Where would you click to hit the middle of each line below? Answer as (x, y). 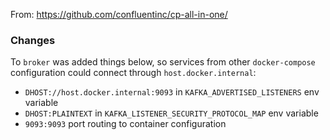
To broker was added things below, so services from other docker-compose (163, 62)
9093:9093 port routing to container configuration (125, 124)
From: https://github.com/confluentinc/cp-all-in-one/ (119, 14)
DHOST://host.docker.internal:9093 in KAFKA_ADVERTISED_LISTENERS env (172, 92)
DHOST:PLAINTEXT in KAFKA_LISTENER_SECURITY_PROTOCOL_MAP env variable (171, 113)
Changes (33, 40)
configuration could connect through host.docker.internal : (133, 73)
